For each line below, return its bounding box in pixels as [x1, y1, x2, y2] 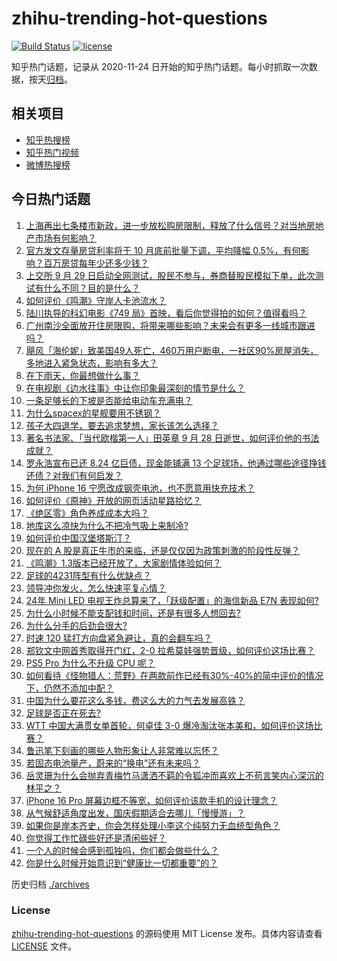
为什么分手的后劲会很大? [25, 619, 128, 631]
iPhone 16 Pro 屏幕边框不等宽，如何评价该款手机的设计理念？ [25, 794, 278, 806]
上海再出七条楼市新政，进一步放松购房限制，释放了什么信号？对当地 [25, 219, 307, 231]
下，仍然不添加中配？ [25, 682, 114, 694]
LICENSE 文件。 [11, 940, 78, 952]
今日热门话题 [11, 191, 91, 208]
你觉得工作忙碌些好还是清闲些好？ [25, 832, 167, 844]
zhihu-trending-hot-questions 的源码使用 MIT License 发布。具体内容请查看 [11, 927, 323, 939]
